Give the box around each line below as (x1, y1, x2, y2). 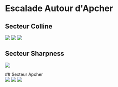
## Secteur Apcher (5, 71, 43, 77)
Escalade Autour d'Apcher (5, 3, 113, 14)
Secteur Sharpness (5, 49, 64, 58)
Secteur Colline (5, 22, 53, 30)
